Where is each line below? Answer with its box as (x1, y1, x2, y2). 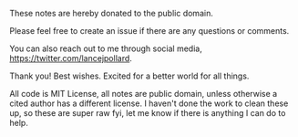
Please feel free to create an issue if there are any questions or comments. (9, 26, 290, 36)
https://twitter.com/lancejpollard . (9, 53, 132, 63)
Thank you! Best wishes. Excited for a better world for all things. (9, 70, 250, 81)
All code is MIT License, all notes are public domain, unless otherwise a (9, 89, 278, 99)
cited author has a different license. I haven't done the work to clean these (9, 98, 289, 109)
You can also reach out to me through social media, (9, 43, 202, 54)
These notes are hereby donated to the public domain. (9, 8, 214, 18)
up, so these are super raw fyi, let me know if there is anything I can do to (9, 108, 286, 118)
